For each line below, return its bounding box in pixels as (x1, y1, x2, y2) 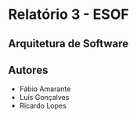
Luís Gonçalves (19, 93, 70, 102)
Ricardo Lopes (19, 101, 67, 111)
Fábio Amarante (19, 84, 71, 94)
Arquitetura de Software (8, 37, 129, 50)
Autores (8, 63, 49, 76)
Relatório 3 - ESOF (8, 6, 129, 24)
